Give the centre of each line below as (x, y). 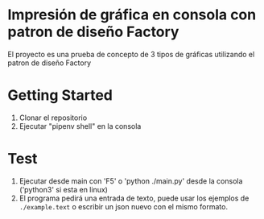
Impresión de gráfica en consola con (132, 15)
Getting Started (60, 95)
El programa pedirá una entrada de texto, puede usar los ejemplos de (134, 198)
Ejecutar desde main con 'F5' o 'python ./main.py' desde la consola (131, 181)
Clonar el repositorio (53, 118)
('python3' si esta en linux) (63, 189)
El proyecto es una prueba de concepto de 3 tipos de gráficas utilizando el (131, 54)
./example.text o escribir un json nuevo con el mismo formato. (124, 206)
